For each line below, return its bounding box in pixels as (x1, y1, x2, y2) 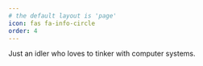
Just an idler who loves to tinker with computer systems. (8, 49, 196, 59)
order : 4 (8, 27, 38, 35)
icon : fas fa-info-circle (8, 19, 95, 27)
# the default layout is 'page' (8, 11, 117, 20)
